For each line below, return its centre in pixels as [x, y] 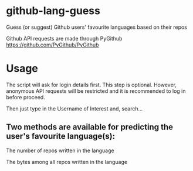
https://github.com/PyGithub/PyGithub [53, 45]
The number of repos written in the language [60, 150]
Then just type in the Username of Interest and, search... [75, 108]
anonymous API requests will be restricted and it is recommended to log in [96, 91]
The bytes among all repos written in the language [67, 162]
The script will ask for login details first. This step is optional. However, [92, 85]
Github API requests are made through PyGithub [64, 38]
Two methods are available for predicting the [89, 127]
